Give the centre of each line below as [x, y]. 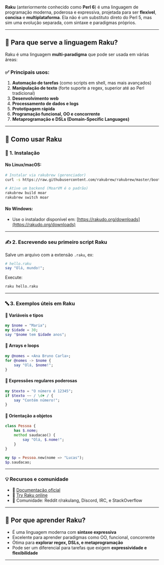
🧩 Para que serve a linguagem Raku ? [61, 43]
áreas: [11, 59]
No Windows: [19, 208]
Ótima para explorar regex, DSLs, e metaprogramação [68, 543]
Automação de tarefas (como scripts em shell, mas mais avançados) [82, 83]
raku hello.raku [21, 286]
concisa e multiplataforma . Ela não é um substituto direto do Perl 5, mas [79, 17]
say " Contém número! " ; [37, 400]
